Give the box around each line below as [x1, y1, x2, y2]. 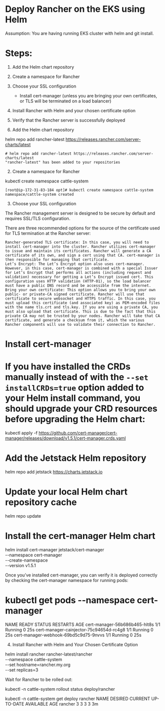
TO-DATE [5, 701, 25, 707]
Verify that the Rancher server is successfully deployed [12, 117, 125, 123]
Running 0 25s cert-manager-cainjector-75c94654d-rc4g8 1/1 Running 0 [5, 626, 154, 632]
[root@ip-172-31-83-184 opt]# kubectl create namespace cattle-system [5, 187, 154, 192]
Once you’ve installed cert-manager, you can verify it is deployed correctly [5, 572, 158, 578]
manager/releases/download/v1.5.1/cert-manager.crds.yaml [5, 435, 126, 441]
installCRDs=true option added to [5, 382, 144, 394]
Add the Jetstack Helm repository [5, 452, 147, 464]
